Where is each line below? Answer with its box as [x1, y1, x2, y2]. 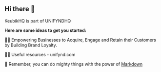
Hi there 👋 [4, 5, 35, 13]
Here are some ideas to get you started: [4, 27, 86, 33]
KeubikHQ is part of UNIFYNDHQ [4, 18, 71, 24]
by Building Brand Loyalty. [4, 42, 57, 48]
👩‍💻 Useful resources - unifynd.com [4, 51, 76, 57]
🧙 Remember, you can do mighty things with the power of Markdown [4, 61, 143, 67]
